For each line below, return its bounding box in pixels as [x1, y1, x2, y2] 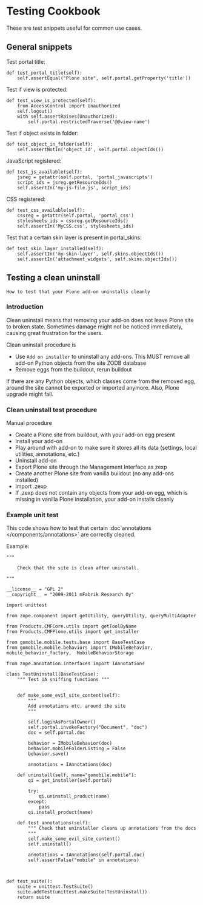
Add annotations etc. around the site [28, 703, 126, 710]
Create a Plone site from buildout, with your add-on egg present [15, 431, 175, 438]
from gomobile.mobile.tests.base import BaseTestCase [6, 639, 145, 646]
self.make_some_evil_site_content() [28, 836, 121, 842]
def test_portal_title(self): [6, 70, 83, 76]
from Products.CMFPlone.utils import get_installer [6, 629, 139, 635]
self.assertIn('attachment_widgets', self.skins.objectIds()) [17, 256, 178, 262]
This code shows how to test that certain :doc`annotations [6, 524, 151, 532]
